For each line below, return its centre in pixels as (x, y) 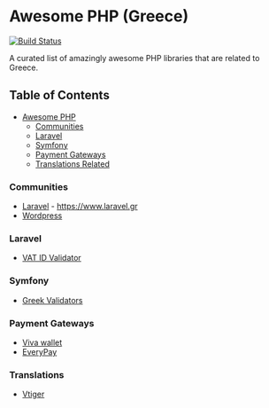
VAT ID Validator (51, 258)
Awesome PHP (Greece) (99, 16)
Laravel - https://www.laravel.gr (80, 207)
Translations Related (73, 164)
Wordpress (42, 216)
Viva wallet (42, 342)
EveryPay (39, 351)
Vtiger (33, 394)
